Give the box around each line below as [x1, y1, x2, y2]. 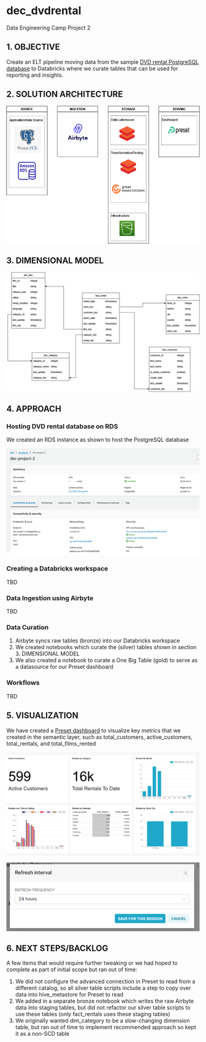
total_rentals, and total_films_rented [6, 740, 96, 747]
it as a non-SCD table [15, 1030, 69, 1038]
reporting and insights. [6, 71, 64, 79]
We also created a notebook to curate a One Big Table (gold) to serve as [15, 657, 198, 664]
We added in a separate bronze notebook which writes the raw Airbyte [15, 997, 194, 1005]
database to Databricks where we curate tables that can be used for [6, 65, 178, 72]
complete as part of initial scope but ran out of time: [6, 966, 138, 973]
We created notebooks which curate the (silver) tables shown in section [15, 644, 197, 651]
